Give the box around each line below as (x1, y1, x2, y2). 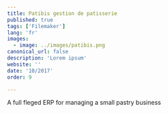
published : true (7, 16, 53, 23)
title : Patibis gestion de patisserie (7, 10, 117, 17)
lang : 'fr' (7, 29, 38, 36)
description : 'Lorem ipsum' (7, 55, 87, 62)
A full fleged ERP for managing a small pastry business (7, 99, 162, 107)
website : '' (7, 61, 41, 68)
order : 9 (7, 73, 32, 81)
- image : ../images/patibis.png (13, 42, 106, 49)
